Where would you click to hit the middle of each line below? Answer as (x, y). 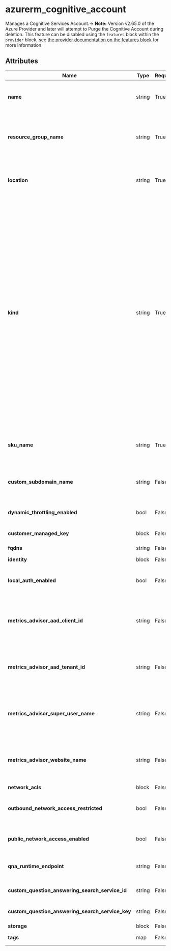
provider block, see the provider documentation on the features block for (82, 40)
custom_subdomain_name (40, 482)
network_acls (25, 787)
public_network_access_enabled (48, 838)
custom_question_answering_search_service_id (67, 890)
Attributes (22, 61)
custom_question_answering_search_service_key (69, 911)
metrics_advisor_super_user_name (51, 713)
